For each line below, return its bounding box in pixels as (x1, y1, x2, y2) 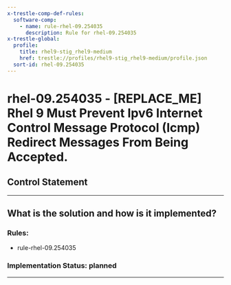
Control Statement (7, 176, 88, 188)
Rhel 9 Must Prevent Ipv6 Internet (7, 105, 203, 121)
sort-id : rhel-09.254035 (13, 61, 85, 68)
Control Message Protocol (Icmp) (7, 119, 201, 135)
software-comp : (13, 16, 57, 23)
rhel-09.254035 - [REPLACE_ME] (7, 91, 202, 106)
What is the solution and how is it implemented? (7, 207, 217, 220)
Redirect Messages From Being (7, 135, 189, 150)
